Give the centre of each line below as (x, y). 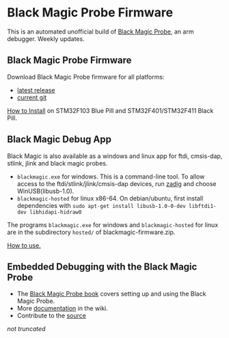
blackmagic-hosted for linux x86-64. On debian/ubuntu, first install (110, 198)
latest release (36, 90)
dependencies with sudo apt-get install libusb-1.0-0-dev (101, 205)
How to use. (24, 245)
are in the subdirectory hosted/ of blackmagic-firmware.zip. (91, 232)
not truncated (26, 329)
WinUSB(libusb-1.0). (45, 191)
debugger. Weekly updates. (46, 38)
